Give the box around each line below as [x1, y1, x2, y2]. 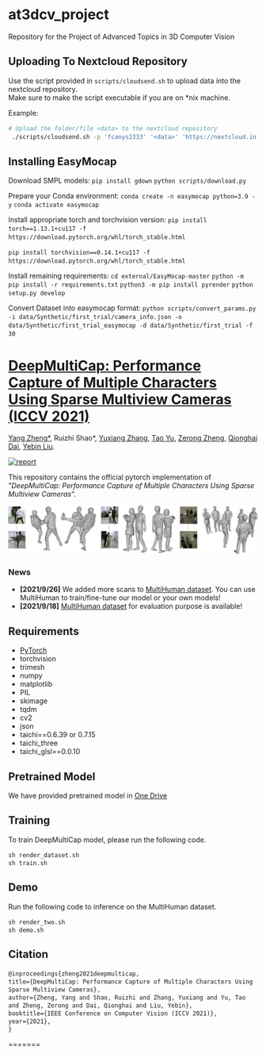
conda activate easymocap [13, 201, 99, 210]
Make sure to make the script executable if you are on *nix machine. [8, 93, 231, 102]
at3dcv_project [8, 6, 109, 24]
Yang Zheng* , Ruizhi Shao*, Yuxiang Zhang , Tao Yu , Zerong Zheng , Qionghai [8, 433, 258, 443]
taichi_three [19, 738, 58, 748]
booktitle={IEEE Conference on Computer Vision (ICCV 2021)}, [8, 1010, 218, 1017]
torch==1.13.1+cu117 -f [8, 225, 87, 233]
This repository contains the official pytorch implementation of [8, 472, 212, 482]
